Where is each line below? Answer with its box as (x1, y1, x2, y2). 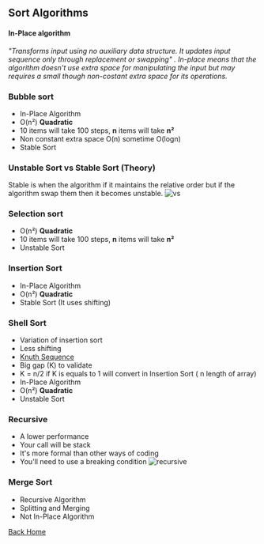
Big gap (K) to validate (19, 361, 92, 370)
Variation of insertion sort (19, 335, 103, 345)
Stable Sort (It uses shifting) (19, 297, 111, 307)
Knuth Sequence (19, 352, 75, 362)
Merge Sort (8, 477, 53, 488)
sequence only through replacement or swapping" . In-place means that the (8, 55, 257, 64)
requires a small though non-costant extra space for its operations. (8, 71, 228, 81)
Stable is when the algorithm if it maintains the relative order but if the (8, 180, 236, 190)
